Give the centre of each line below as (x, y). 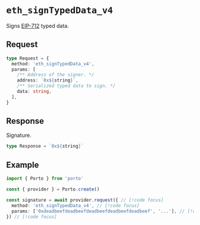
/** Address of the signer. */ (56, 75)
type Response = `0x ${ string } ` (45, 146)
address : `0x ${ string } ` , (48, 80)
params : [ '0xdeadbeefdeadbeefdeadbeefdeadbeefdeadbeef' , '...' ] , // (98, 211)
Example (23, 165)
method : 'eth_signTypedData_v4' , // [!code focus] (76, 205)
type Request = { (28, 58)
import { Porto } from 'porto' (45, 179)
